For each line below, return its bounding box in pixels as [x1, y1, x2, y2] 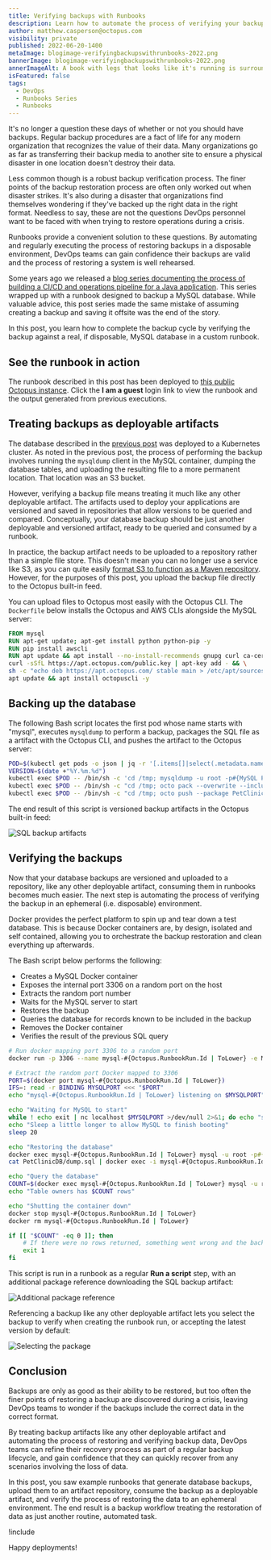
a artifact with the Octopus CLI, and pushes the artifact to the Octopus [8, 735, 242, 745]
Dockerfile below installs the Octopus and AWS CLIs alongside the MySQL [8, 605, 257, 615]
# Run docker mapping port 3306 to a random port [8, 1046, 179, 1055]
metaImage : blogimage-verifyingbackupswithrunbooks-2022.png [8, 49, 219, 57]
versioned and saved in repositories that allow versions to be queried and [8, 505, 252, 515]
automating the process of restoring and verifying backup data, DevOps [8, 1436, 248, 1446]
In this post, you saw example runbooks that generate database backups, [8, 1477, 252, 1487]
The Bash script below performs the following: [8, 955, 163, 965]
